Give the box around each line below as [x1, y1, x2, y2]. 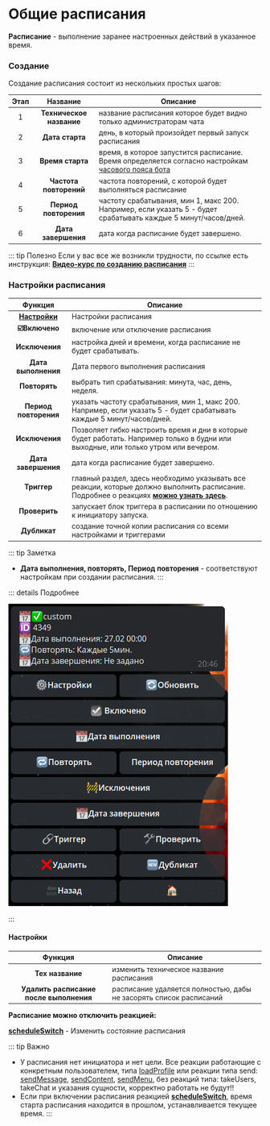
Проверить [18, 505, 59, 516]
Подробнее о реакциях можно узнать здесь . [72, 490, 228, 500]
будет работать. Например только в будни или [72, 434, 231, 443]
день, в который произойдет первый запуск [99, 128, 249, 138]
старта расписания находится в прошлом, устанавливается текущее [19, 1100, 257, 1110]
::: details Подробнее [8, 588, 80, 597]
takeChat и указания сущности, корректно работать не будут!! [19, 1083, 235, 1093]
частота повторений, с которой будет [99, 176, 227, 185]
